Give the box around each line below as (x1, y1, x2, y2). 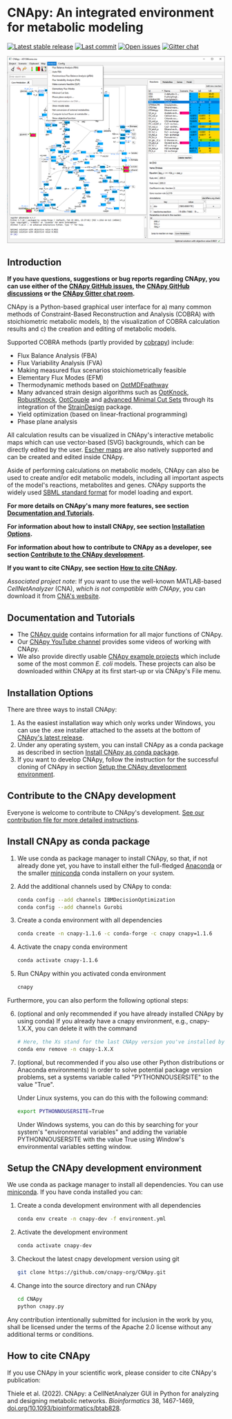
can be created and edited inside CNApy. (7, 453, 124, 461)
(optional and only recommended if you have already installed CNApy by (17, 1010, 224, 1018)
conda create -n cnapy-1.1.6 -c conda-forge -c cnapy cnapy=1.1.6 (17, 930, 213, 937)
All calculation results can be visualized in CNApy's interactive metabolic (7, 431, 214, 439)
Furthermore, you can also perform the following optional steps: (7, 996, 188, 1004)
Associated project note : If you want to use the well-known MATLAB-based (7, 577, 222, 586)
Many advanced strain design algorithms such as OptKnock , (17, 388, 189, 396)
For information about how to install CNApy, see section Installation (7, 523, 205, 531)
